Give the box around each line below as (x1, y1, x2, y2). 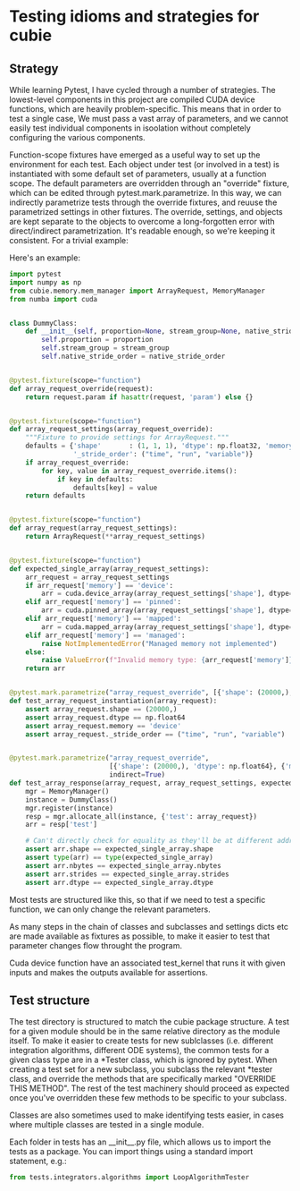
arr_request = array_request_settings (25, 573, 170, 582)
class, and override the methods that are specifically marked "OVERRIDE (9, 1074, 277, 1085)
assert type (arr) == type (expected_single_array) (25, 853, 214, 862)
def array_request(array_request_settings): (9, 523, 178, 533)
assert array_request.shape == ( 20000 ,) (25, 704, 178, 713)
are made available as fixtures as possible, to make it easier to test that (9, 931, 271, 941)
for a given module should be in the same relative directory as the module (9, 1026, 280, 1037)
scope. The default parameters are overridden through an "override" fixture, (9, 178, 290, 189)
